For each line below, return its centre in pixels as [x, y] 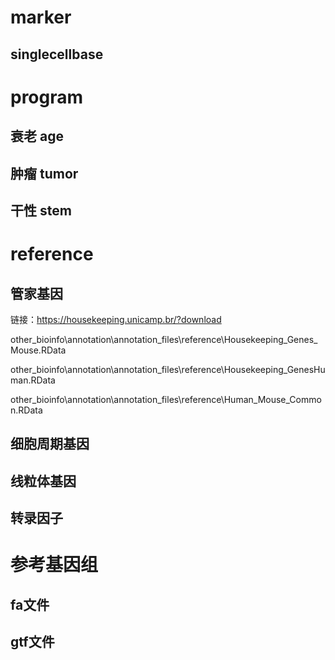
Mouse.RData [38, 350]
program [47, 97]
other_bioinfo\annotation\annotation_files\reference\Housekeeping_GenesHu [168, 369]
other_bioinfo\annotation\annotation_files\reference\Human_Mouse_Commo [166, 399]
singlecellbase [57, 54]
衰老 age [37, 136]
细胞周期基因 [50, 444]
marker [41, 17]
